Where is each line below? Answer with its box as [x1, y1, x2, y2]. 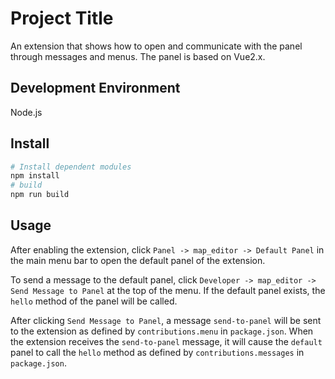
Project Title [10, 7, 114, 30]
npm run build [10, 190, 70, 200]
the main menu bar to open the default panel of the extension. [10, 254, 266, 266]
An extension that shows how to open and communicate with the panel [10, 40, 303, 52]
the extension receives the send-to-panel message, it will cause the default [10, 335, 323, 347]
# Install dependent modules [10, 162, 132, 172]
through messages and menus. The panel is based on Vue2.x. [10, 50, 266, 62]
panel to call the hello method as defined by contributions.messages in [10, 346, 305, 358]
